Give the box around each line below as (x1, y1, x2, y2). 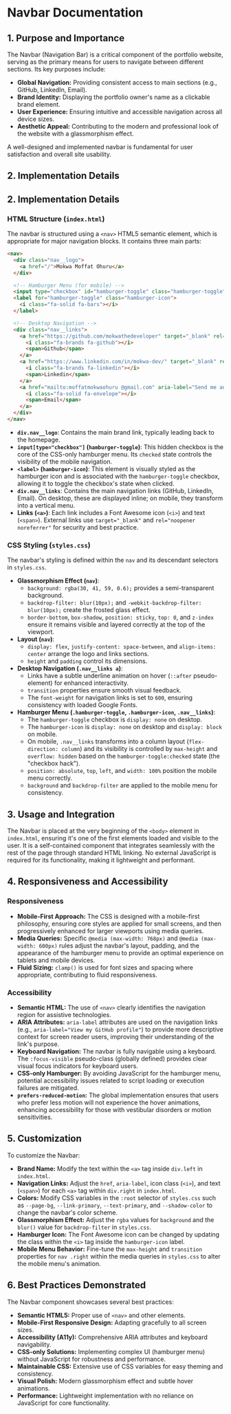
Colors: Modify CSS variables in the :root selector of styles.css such (16, 1193, 217, 1201)
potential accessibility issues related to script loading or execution (16, 1076, 205, 1085)
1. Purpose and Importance (7, 32, 125, 44)
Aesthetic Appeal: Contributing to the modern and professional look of (16, 122, 219, 130)
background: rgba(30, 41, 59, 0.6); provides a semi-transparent (27, 584, 214, 592)
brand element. (16, 100, 60, 108)
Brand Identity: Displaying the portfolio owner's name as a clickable (16, 93, 211, 101)
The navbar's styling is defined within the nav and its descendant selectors (7, 556, 219, 565)
